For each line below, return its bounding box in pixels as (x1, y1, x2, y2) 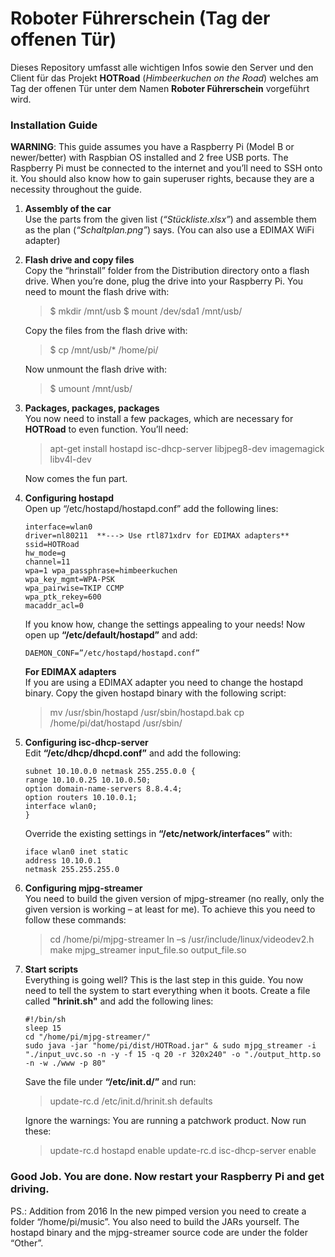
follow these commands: (24, 914, 127, 926)
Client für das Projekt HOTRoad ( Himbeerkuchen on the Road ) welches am (10, 72, 319, 84)
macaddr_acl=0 (24, 601, 84, 611)
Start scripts (24, 963, 79, 976)
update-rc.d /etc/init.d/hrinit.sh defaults (49, 1095, 213, 1107)
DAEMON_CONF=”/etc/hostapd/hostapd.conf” (24, 648, 200, 659)
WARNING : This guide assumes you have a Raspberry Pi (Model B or (10, 141, 295, 153)
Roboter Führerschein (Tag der (10, 7, 271, 30)
